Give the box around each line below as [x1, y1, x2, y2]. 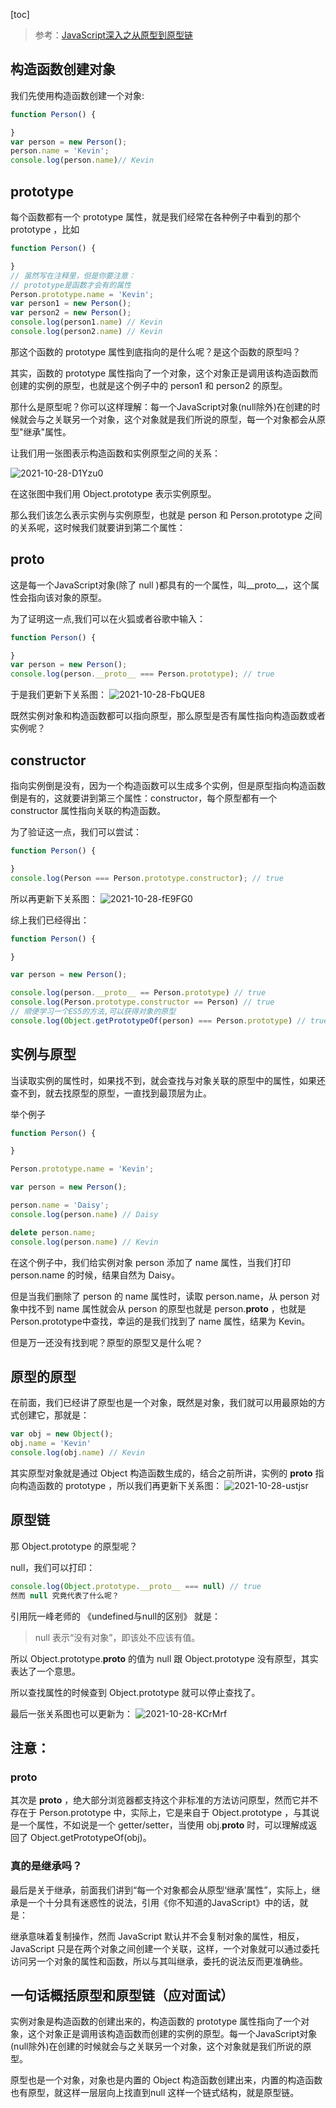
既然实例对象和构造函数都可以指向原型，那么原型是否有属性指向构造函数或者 [10, 710, 326, 722]
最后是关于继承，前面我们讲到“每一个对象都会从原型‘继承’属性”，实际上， [10, 1884, 312, 1896]
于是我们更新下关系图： [10, 689, 107, 701]
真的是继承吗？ [10, 1859, 83, 1873]
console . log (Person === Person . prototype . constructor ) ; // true [10, 873, 284, 883]
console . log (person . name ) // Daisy [10, 1209, 159, 1219]
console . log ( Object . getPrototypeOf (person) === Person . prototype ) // [10, 1015, 307, 1026]
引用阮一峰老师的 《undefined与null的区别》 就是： [10, 1610, 222, 1622]
